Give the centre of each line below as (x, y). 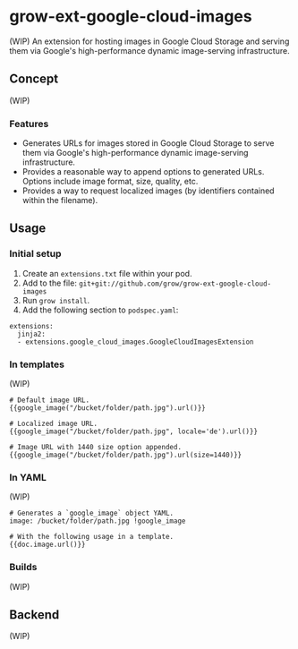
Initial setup (35, 254)
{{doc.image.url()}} (48, 545)
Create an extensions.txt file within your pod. (107, 273)
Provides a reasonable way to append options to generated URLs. (143, 172)
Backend (34, 615)
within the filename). (60, 201)
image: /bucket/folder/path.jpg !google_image (98, 521)
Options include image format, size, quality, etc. (110, 182)
